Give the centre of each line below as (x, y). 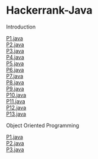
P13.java (16, 114)
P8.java (15, 82)
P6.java (15, 69)
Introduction (21, 27)
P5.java (15, 63)
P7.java (15, 76)
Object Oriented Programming (43, 125)
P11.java (16, 101)
